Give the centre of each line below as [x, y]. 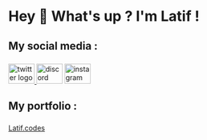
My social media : [53, 46]
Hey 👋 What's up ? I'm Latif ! [104, 16]
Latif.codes [27, 128]
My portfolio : [43, 106]
